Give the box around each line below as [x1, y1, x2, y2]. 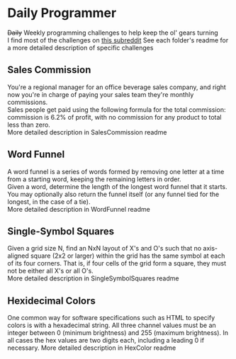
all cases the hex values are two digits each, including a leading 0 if [7, 336, 204, 345]
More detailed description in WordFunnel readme [7, 205, 150, 213]
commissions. [7, 98, 48, 106]
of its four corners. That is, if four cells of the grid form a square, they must [7, 259, 227, 268]
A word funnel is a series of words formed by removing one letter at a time [7, 167, 225, 176]
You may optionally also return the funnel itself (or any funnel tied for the [7, 190, 220, 198]
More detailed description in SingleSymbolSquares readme [7, 274, 179, 283]
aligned [7, 251, 30, 260]
